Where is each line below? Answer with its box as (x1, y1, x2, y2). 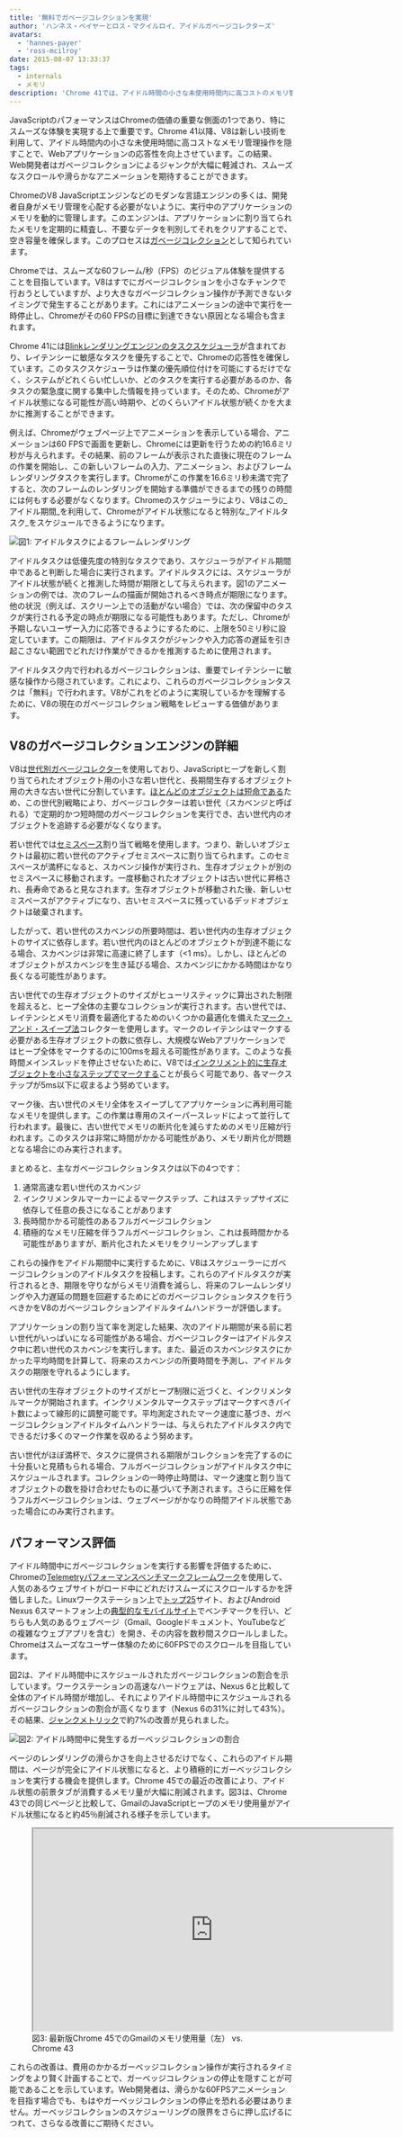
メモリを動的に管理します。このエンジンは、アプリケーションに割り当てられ (9, 212, 292, 223)
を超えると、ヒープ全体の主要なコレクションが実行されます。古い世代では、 (9, 1001, 291, 1012)
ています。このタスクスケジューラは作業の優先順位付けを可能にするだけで (9, 363, 284, 373)
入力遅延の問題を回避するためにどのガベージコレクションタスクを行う (32, 1291, 293, 1302)
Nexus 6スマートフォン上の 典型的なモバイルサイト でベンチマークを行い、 (9, 1605, 284, 1616)
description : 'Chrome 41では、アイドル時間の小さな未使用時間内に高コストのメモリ (9, 88, 290, 97)
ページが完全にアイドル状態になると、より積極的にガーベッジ (32, 1764, 261, 1775)
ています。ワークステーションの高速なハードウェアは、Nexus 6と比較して (16, 1681, 290, 1692)
